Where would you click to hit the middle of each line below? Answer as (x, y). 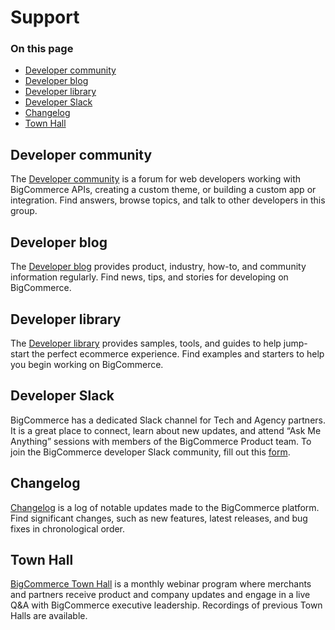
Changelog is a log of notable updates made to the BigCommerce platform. (165, 507)
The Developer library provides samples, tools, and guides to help (146, 343)
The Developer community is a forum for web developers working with (156, 179)
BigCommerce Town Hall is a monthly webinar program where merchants (161, 584)
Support (45, 17)
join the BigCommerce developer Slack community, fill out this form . (150, 452)
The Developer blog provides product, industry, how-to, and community (158, 267)
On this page (42, 49)
